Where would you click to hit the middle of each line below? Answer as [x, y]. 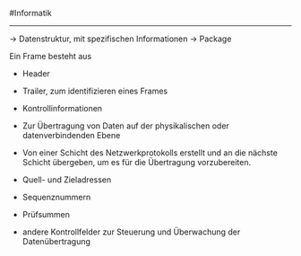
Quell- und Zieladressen [67, 180]
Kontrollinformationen [62, 108]
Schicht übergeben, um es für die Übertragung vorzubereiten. [137, 162]
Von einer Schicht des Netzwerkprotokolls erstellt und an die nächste [150, 153]
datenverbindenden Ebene [71, 135]
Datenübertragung [56, 241]
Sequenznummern [56, 197]
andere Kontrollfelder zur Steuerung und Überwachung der [131, 232]
